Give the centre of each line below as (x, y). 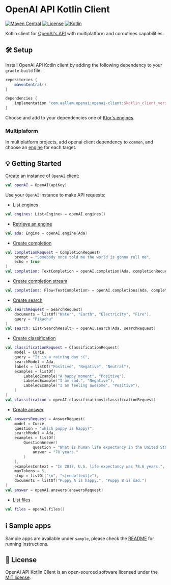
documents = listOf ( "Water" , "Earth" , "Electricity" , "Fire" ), (83, 314)
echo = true (27, 262)
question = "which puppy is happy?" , (54, 428)
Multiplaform (22, 131)
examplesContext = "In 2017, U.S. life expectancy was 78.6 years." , (90, 466)
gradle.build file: (24, 70)
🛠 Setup (19, 50)
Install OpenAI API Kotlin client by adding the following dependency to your (84, 65)
